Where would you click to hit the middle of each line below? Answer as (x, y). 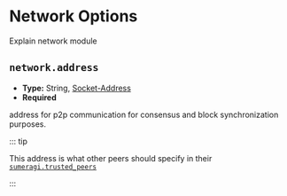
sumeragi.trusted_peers (53, 167)
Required (39, 97)
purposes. (28, 124)
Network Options (74, 16)
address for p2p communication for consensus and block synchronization (144, 114)
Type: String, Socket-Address (76, 88)
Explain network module (53, 41)
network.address (54, 68)
